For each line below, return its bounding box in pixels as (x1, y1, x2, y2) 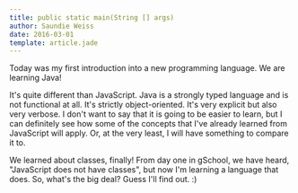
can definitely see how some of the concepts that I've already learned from (9, 118, 287, 129)
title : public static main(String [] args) (9, 13, 175, 22)
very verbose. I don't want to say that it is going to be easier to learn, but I (9, 109, 283, 119)
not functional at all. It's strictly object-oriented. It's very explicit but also (9, 100, 277, 110)
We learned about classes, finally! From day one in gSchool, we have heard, (9, 154, 290, 166)
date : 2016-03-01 (9, 30, 74, 39)
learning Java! (9, 73, 62, 83)
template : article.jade (9, 38, 99, 48)
